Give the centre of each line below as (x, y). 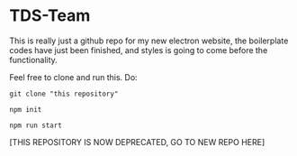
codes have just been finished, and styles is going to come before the (139, 50)
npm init (26, 109)
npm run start (36, 125)
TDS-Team (50, 16)
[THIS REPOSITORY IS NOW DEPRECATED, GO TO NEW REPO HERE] (137, 142)
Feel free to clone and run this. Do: (73, 77)
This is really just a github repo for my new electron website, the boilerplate (149, 41)
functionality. (34, 60)
